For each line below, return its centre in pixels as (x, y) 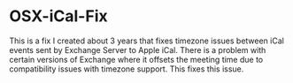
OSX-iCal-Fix (58, 16)
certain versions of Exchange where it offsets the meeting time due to (136, 59)
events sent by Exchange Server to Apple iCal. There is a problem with (138, 49)
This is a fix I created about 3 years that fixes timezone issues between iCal (147, 41)
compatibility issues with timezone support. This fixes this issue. (127, 69)
